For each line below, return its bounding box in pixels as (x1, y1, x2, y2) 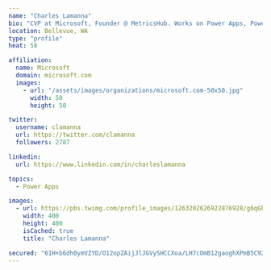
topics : (8, 175, 35, 183)
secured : (8, 249, 38, 257)
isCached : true (23, 226, 74, 235)
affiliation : (8, 56, 52, 64)
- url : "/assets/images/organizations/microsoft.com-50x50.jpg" (23, 86, 244, 94)
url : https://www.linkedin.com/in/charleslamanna (15, 160, 186, 168)
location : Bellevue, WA (8, 27, 89, 35)
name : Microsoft (15, 64, 70, 73)
